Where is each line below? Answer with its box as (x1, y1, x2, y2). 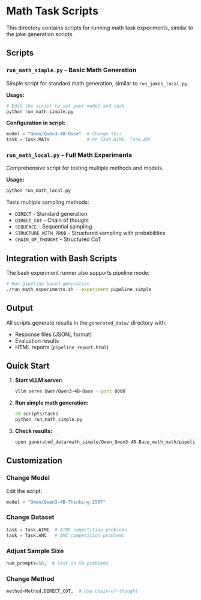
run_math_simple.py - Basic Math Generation (6, 66, 137, 75)
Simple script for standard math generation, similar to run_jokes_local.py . (6, 79, 189, 87)
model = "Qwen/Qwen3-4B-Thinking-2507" (6, 499, 106, 505)
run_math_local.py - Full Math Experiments (6, 151, 133, 159)
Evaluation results (14, 337, 59, 344)
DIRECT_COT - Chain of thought (14, 216, 89, 224)
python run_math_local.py (6, 188, 71, 194)
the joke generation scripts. (6, 30, 74, 37)
